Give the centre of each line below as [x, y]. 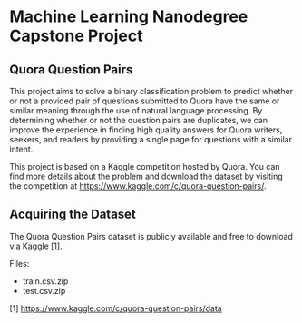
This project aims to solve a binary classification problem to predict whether [151, 91]
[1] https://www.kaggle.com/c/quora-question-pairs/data [116, 308]
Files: [19, 263]
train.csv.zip [45, 281]
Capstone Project [76, 36]
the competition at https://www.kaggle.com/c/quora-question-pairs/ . [138, 186]
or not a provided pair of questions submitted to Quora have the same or [145, 101]
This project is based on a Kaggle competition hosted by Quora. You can [145, 166]
